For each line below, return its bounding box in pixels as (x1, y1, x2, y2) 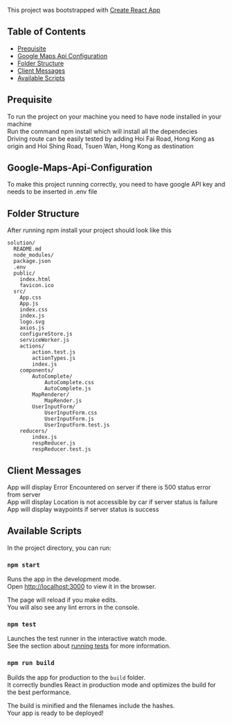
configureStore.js (19, 331, 73, 338)
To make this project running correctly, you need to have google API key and (7, 180, 226, 189)
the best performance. (7, 688, 71, 696)
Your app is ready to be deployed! (7, 709, 104, 717)
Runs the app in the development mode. (7, 575, 121, 583)
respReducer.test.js (32, 446, 91, 453)
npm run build (7, 659, 55, 667)
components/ (19, 367, 54, 374)
